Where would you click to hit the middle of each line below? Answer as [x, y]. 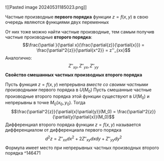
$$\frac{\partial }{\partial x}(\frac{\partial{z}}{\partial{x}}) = [83, 45]
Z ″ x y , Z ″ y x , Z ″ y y [83, 66]
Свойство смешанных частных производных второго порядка [74, 75]
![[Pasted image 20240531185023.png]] [46, 7]
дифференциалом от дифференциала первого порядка [63, 130]
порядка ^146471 [23, 153]
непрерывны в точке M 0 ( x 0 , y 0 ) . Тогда [45, 103]
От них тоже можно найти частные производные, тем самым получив [80, 32]
